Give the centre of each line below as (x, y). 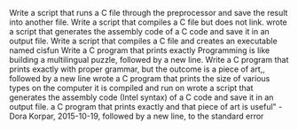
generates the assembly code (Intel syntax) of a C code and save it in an (141, 97)
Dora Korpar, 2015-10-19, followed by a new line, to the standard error (137, 116)
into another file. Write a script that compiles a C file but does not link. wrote (148, 22)
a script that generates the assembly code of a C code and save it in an (140, 31)
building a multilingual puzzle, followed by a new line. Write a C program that (149, 60)
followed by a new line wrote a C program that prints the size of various (140, 78)
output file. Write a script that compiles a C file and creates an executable (143, 41)
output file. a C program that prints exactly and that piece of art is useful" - (146, 107)
